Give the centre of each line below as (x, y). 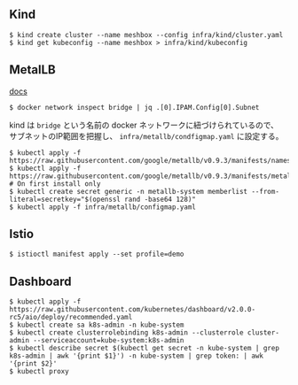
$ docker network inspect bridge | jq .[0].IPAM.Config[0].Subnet (134, 107)
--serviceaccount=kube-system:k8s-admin (108, 341)
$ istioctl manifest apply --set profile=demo (97, 254)
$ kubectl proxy (39, 372)
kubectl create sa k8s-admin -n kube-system (101, 325)
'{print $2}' (33, 364)
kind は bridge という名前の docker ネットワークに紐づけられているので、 (144, 125)
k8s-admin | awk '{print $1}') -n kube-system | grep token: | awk (137, 356)
